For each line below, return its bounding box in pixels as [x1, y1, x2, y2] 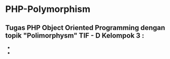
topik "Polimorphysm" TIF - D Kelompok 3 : [5, 31, 145, 39]
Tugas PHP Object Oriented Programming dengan [5, 23, 165, 32]
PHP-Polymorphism [5, 3, 90, 15]
